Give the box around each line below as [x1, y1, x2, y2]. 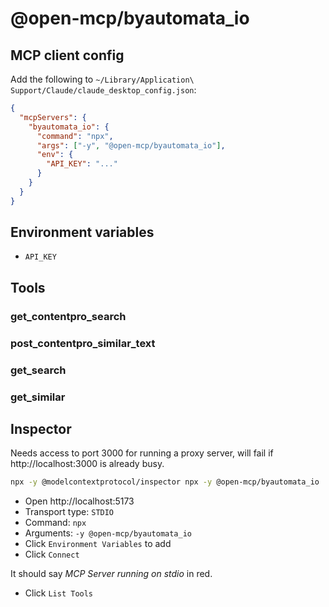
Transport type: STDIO [24, 506, 115, 518]
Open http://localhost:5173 [24, 495, 135, 507]
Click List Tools [24, 587, 94, 599]
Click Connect [24, 548, 80, 561]
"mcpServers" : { [19, 112, 87, 122]
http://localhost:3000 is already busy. [10, 458, 165, 470]
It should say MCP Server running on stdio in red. [10, 568, 213, 580]
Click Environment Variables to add [24, 538, 172, 550]
